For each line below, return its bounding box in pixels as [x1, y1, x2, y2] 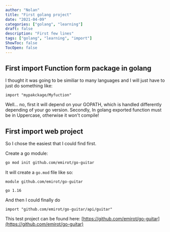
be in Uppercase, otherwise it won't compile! [5, 112, 99, 118]
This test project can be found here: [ [5, 216, 83, 222]
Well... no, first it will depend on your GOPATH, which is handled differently [5, 102, 162, 108]
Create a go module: [5, 150, 48, 156]
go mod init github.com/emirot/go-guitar [5, 160, 95, 165]
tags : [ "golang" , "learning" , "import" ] [5, 36, 93, 41]
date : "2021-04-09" [5, 17, 47, 22]
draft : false [5, 26, 33, 31]
